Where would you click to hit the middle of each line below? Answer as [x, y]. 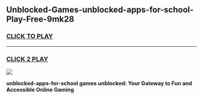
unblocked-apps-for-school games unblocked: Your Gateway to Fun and [99, 83]
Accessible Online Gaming [40, 89]
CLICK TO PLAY [30, 37]
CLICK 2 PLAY [27, 59]
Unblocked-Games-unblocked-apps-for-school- [100, 10]
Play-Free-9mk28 [40, 19]
